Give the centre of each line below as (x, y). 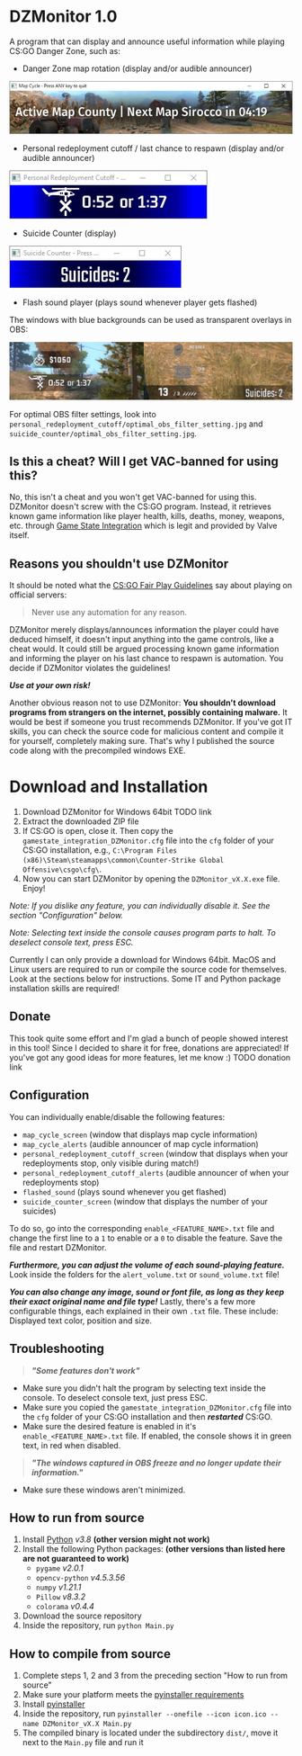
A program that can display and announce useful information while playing (147, 41)
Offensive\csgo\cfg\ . (62, 869)
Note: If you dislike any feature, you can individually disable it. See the (140, 906)
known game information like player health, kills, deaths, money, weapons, (147, 516)
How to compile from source (90, 1654)
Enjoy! (34, 889)
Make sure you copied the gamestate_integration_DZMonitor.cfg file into (157, 1407)
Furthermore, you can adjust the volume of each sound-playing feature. (147, 1265)
